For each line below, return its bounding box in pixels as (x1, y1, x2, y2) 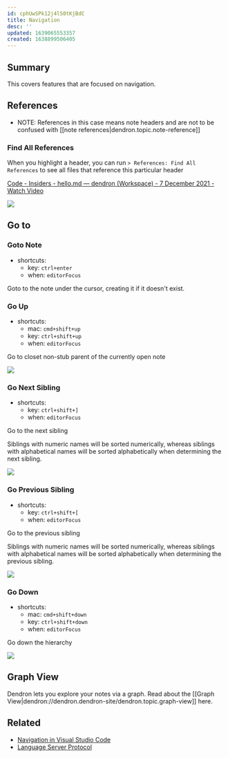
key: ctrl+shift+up (27, 332, 82, 340)
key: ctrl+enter (27, 264, 73, 272)
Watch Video (7, 187, 44, 195)
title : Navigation (7, 17, 60, 24)
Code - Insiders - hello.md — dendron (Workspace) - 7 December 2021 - (7, 179, 215, 187)
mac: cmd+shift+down (27, 610, 87, 618)
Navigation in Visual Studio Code (17, 735, 111, 743)
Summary (7, 62, 50, 73)
